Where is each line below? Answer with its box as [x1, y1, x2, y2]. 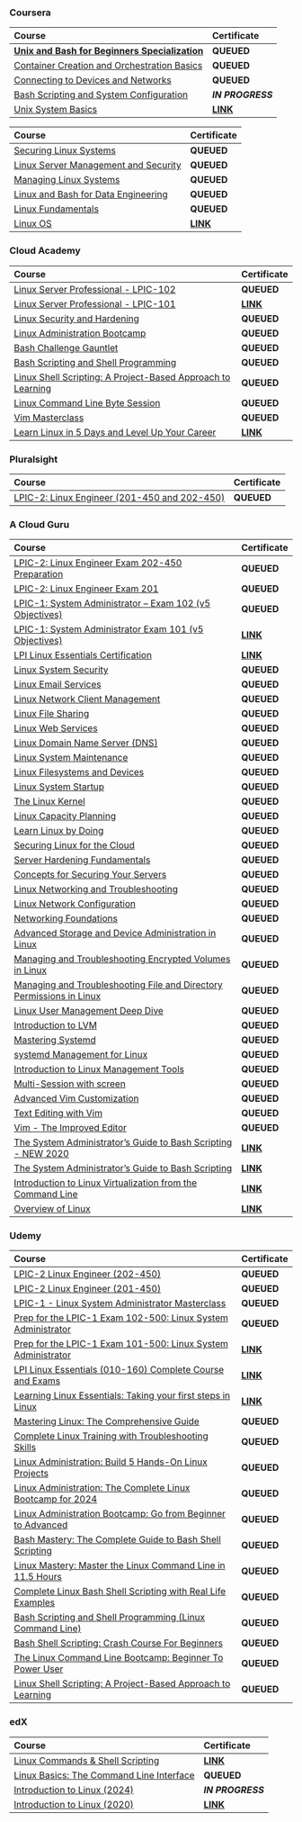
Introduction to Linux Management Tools [13, 1063, 184, 1076]
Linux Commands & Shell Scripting [13, 1754, 160, 1766]
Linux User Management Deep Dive [13, 1005, 164, 1017]
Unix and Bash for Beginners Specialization [13, 45, 204, 58]
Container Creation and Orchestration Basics [13, 59, 203, 72]
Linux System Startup [13, 780, 105, 793]
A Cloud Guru [9, 518, 70, 530]
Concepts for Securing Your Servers [13, 869, 167, 881]
